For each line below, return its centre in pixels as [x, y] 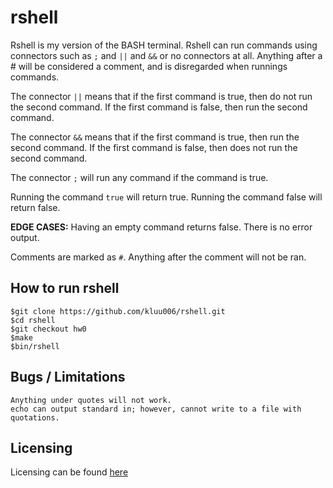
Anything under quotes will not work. [91, 400]
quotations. [35, 417]
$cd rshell [33, 320]
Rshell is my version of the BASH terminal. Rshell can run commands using [164, 45]
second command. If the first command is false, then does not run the [154, 147]
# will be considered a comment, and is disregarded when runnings [149, 66]
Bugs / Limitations [68, 377]
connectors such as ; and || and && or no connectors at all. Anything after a [166, 55]
